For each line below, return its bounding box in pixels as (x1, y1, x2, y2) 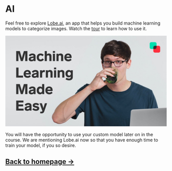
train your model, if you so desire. (5, 142, 76, 148)
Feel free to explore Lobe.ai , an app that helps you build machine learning (5, 20, 160, 26)
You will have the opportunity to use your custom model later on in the (5, 132, 154, 138)
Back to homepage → (5, 157, 74, 166)
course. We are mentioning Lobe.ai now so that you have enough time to (5, 137, 159, 143)
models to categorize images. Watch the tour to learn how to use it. (5, 25, 147, 31)
